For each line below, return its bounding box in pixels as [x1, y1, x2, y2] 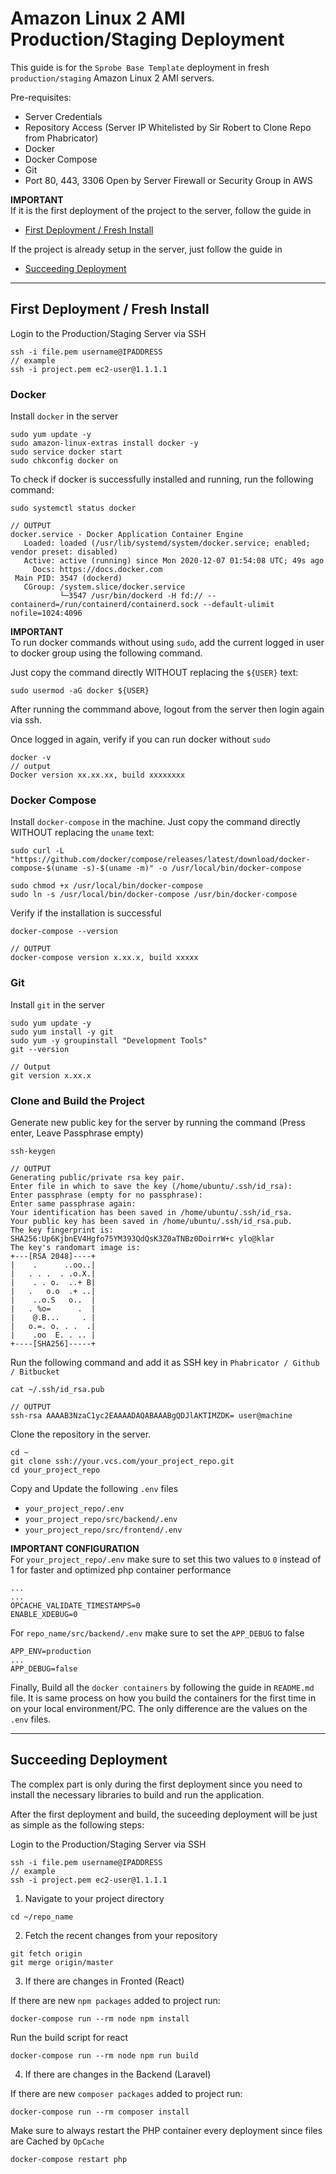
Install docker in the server [10, 410, 119, 422]
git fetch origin [10, 1948, 83, 1959]
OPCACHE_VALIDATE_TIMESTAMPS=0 [10, 1600, 141, 1611]
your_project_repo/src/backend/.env [24, 1514, 178, 1524]
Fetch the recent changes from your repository [24, 1929, 218, 1941]
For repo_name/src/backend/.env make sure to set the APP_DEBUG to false [10, 1627, 305, 1639]
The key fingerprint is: [10, 1225, 114, 1235]
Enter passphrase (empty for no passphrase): [10, 1190, 203, 1200]
